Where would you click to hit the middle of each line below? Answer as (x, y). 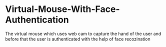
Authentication (37, 20)
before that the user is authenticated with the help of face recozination (78, 39)
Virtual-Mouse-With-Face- (62, 9)
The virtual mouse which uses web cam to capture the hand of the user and (83, 33)
